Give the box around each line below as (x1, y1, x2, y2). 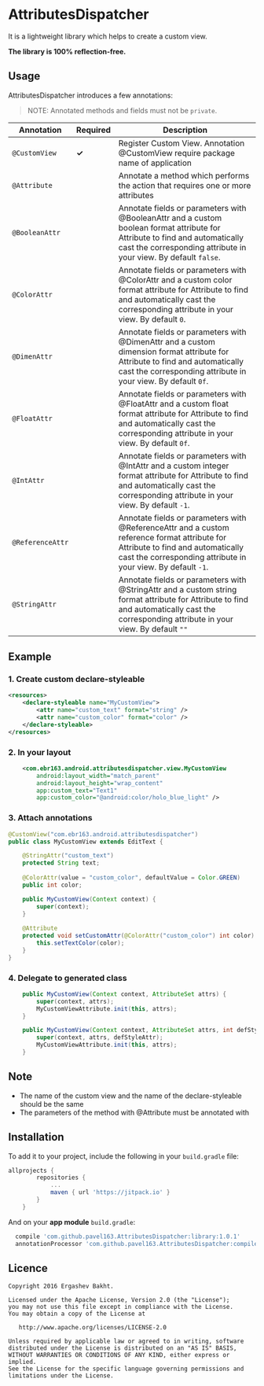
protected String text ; (22, 859, 101, 867)
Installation (8, 1130, 64, 1144)
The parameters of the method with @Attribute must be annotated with (19, 1108, 250, 1117)
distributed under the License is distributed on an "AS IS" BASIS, (8, 1344, 237, 1352)
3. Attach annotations (8, 813, 93, 824)
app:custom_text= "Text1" (36, 787, 118, 794)
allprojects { (8, 1167, 55, 1174)
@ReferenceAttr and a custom (118, 522, 229, 533)
